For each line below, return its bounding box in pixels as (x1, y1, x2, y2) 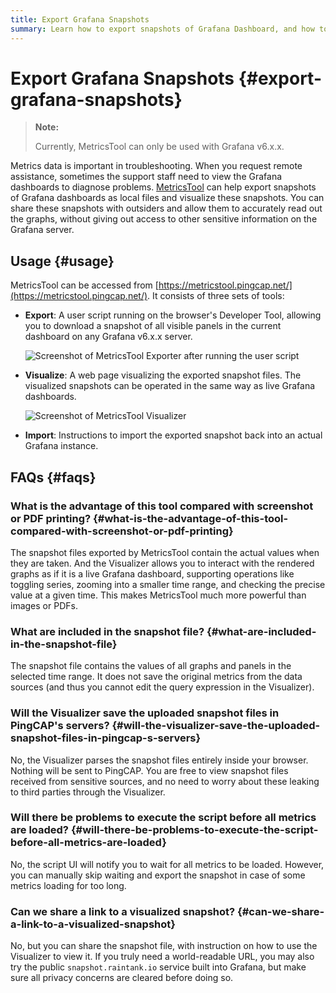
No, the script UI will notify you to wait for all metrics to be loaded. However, (10, 858, 325, 870)
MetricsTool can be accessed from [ (10, 279, 159, 291)
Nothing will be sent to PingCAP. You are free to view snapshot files (10, 764, 289, 776)
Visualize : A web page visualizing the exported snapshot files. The (24, 369, 302, 381)
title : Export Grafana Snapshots (10, 14, 150, 25)
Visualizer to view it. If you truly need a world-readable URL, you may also (10, 951, 315, 963)
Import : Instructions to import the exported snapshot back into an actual (24, 429, 323, 441)
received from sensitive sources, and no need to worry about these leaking (10, 775, 320, 787)
